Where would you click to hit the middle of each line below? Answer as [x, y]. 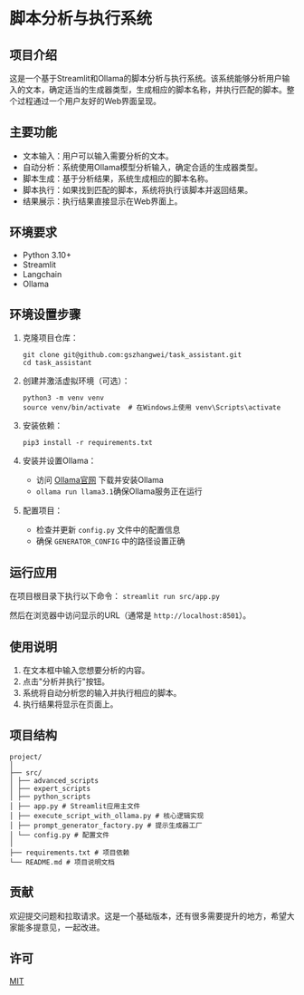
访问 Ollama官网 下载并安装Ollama [100, 480]
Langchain [42, 274]
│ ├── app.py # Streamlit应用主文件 [75, 806]
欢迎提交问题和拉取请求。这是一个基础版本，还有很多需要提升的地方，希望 [148, 915]
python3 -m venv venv [63, 398]
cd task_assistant [57, 363]
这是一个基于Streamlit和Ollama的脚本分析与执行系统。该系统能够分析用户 [146, 78]
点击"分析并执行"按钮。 [66, 681]
